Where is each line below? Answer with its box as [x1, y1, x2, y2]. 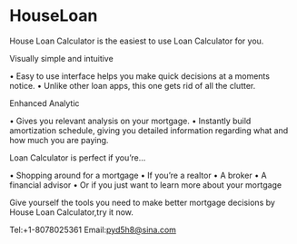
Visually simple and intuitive [9, 53, 114, 63]
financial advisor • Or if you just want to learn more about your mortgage [9, 179, 282, 190]
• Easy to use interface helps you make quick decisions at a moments [9, 70, 271, 82]
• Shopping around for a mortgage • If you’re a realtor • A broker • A [9, 170, 267, 181]
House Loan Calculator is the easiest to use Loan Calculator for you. [9, 35, 264, 46]
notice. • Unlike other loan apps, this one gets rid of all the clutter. [9, 80, 256, 91]
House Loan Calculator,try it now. [9, 206, 134, 218]
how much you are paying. [9, 134, 109, 145]
